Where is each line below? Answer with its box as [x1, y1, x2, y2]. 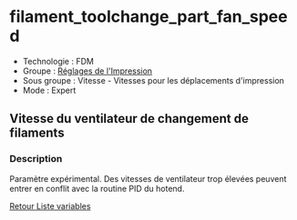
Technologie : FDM [22, 55, 94, 66]
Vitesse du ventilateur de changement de [9, 111, 249, 126]
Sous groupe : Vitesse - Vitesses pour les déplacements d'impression [22, 75, 285, 85]
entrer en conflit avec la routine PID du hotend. [9, 183, 185, 194]
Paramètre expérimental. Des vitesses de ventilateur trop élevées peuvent [9, 173, 287, 184]
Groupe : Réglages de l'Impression [22, 65, 153, 76]
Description [9, 153, 63, 165]
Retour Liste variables [9, 200, 91, 211]
